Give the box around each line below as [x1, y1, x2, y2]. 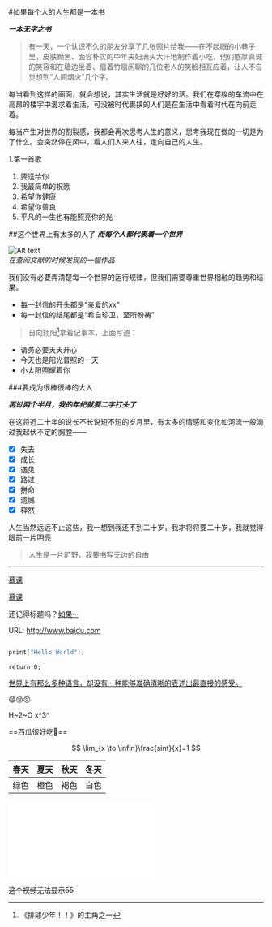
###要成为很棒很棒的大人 [8, 382, 93, 392]
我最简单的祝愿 [19, 182, 70, 191]
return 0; [8, 662, 42, 671]
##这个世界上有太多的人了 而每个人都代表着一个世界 [8, 230, 183, 239]
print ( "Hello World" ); [8, 649, 85, 657]
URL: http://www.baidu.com [8, 626, 101, 636]
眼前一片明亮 [8, 532, 51, 542]
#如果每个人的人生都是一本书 [8, 7, 105, 16]
